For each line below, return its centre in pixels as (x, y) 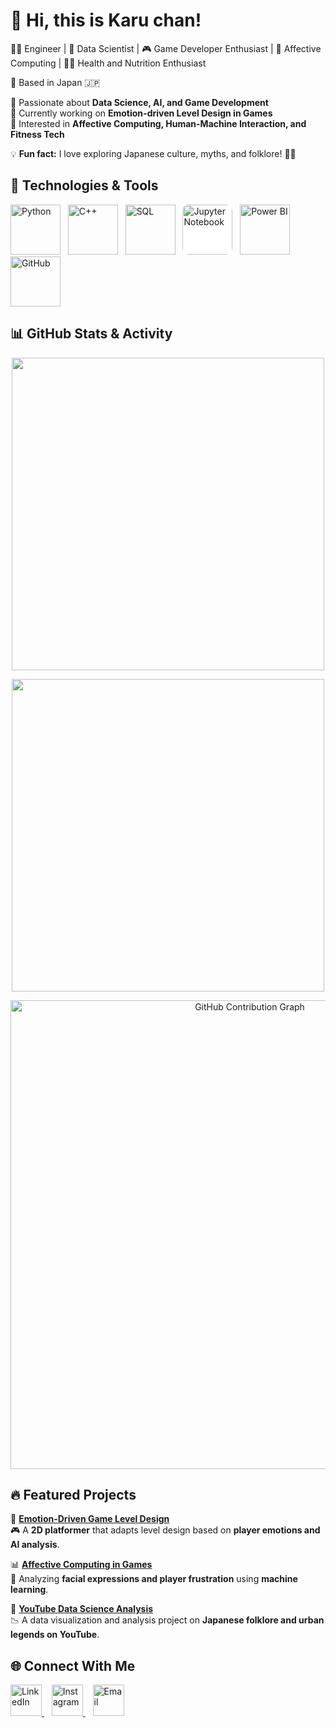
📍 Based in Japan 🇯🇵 (55, 82)
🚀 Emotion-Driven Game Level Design (90, 1519)
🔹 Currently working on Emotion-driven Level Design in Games (141, 113)
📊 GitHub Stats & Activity (91, 334)
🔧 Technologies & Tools (84, 185)
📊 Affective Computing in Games (81, 1565)
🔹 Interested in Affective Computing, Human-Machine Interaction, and (158, 123)
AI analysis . (35, 1545)
